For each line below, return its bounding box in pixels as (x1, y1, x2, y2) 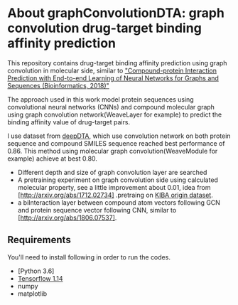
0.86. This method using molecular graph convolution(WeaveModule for (7, 146, 218, 155)
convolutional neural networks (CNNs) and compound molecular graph (7, 102, 215, 111)
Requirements (7, 234, 71, 246)
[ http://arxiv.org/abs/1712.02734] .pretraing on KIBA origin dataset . (17, 191, 213, 199)
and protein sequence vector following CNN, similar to (17, 205, 177, 214)
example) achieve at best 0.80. (7, 154, 98, 163)
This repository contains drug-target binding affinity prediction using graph (7, 58, 227, 67)
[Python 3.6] (17, 267, 55, 275)
